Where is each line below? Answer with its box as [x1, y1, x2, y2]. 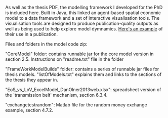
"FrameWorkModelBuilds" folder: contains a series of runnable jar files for [5, 66, 159, 72]
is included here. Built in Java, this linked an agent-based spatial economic [5, 10, 161, 16]
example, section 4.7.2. [5, 107, 54, 113]
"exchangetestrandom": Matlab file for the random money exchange [5, 102, 148, 108]
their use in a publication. [5, 31, 58, 37]
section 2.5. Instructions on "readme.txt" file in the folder [5, 56, 124, 62]
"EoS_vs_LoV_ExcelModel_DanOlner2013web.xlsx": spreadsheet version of [5, 87, 161, 93]
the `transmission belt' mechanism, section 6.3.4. [5, 92, 108, 98]
